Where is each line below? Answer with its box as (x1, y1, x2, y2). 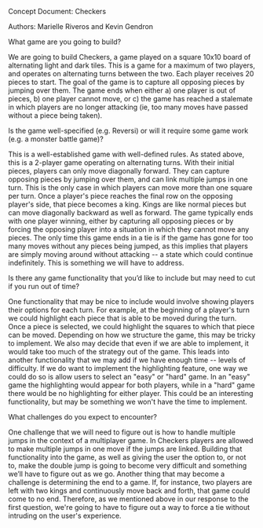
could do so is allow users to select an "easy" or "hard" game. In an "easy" (8, 372, 250, 381)
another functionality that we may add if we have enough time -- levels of (8, 355, 246, 365)
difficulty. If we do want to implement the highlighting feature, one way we (8, 364, 248, 372)
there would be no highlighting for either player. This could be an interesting (8, 389, 254, 398)
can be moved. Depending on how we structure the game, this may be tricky (8, 330, 256, 339)
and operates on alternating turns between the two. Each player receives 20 (8, 69, 254, 78)
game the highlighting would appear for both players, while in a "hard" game (8, 380, 255, 390)
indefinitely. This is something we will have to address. (8, 258, 184, 267)
